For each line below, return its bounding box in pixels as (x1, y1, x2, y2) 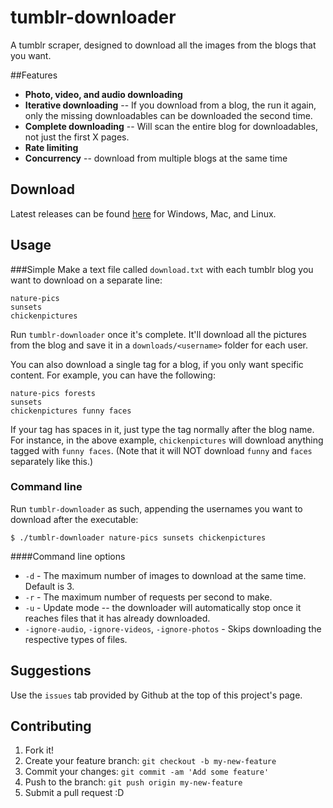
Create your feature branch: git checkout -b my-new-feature (24, 755, 277, 767)
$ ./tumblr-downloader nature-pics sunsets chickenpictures (10, 532, 267, 543)
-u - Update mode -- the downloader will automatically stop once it (24, 601, 302, 613)
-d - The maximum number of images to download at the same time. (24, 569, 307, 581)
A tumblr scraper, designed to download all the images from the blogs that (10, 39, 317, 51)
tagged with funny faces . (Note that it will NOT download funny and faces (10, 444, 313, 456)
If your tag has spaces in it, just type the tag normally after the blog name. (10, 423, 315, 435)
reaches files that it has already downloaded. (24, 612, 211, 624)
